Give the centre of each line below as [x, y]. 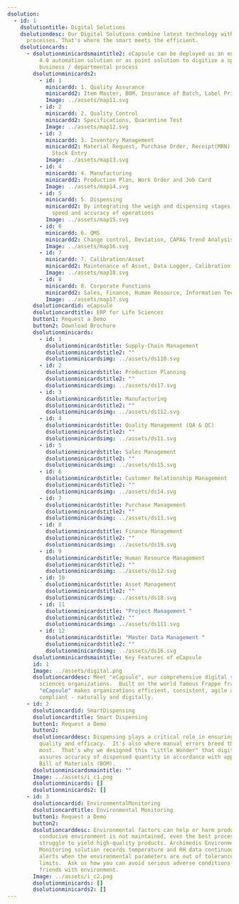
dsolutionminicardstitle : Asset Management [111, 585]
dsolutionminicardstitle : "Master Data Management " [125, 638]
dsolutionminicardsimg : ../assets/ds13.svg [111, 518]
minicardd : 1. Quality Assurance [95, 87]
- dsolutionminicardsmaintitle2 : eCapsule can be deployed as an [125, 54]
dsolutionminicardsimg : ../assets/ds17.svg [111, 385]
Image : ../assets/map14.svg [87, 186]
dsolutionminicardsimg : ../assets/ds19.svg [111, 544]
